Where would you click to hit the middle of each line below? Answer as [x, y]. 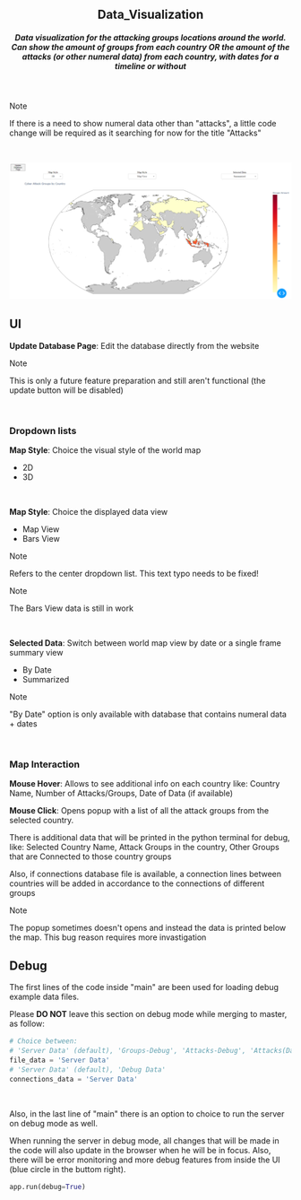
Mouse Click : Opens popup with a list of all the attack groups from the [139, 811]
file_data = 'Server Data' [60, 1060]
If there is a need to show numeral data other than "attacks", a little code [143, 124]
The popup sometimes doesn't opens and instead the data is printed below [148, 928]
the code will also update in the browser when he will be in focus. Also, [140, 1150]
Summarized [46, 680]
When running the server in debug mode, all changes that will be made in [144, 1140]
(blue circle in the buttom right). [68, 1169]
